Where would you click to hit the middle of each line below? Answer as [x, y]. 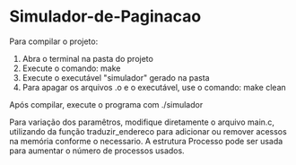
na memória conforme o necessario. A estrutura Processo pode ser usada [146, 141]
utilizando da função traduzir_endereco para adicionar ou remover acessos [148, 131]
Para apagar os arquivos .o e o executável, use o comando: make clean [154, 87]
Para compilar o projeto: [54, 41]
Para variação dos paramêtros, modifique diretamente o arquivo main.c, [142, 122]
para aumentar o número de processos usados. [97, 151]
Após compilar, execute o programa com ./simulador [106, 104]
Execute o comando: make [71, 68]
